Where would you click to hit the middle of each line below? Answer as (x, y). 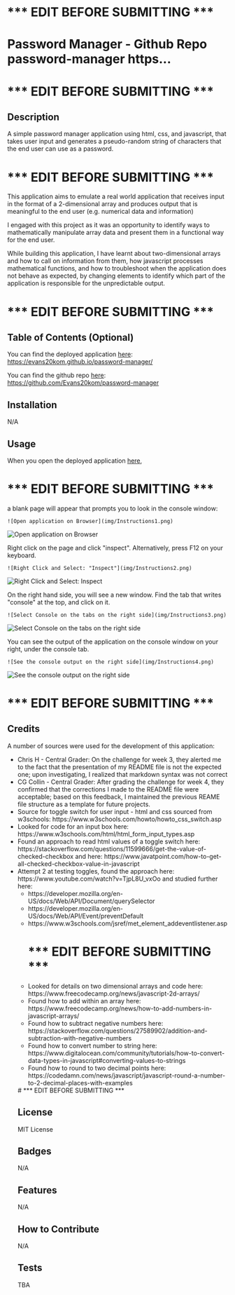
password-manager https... (89, 59)
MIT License (35, 1129)
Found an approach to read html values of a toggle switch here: (109, 841)
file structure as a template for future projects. (84, 804)
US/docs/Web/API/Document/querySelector (91, 901)
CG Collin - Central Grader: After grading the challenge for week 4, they (121, 782)
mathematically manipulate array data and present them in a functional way (116, 233)
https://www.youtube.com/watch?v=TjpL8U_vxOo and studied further (117, 879)
